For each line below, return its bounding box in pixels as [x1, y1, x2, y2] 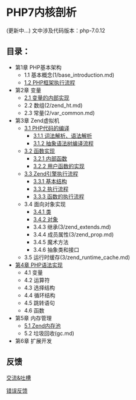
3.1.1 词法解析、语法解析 [33, 132, 92, 139]
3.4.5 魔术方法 [33, 238, 69, 246]
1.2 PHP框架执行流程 [24, 78, 76, 86]
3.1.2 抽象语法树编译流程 [33, 139, 94, 147]
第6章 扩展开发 [15, 337, 53, 344]
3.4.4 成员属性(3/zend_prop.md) [33, 230, 114, 238]
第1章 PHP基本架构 [15, 63, 62, 71]
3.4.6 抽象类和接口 [33, 246, 80, 253]
